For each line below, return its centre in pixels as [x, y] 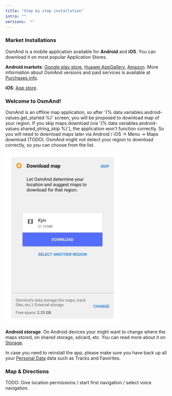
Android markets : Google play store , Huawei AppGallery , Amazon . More [82, 67]
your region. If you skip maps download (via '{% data [62, 123]
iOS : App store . [21, 88]
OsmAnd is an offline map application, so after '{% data [64, 112]
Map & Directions [27, 371]
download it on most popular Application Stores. [56, 57]
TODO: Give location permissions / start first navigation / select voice [79, 383]
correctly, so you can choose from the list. [50, 145]
